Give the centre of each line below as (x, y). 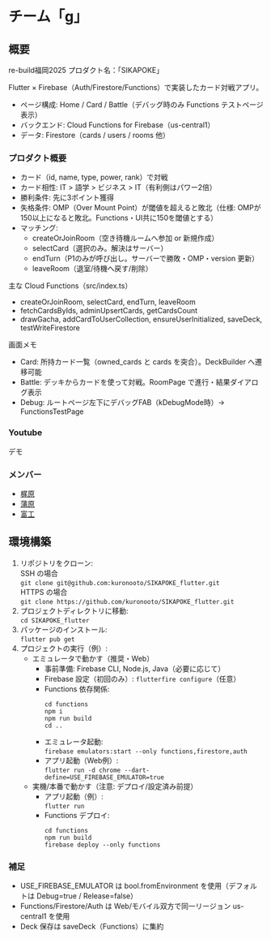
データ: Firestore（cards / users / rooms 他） (95, 135)
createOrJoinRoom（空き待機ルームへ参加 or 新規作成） (125, 238)
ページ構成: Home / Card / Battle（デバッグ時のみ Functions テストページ (142, 105)
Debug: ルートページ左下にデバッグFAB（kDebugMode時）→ (122, 403)
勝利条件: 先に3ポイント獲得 (67, 198)
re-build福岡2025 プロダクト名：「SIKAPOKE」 (86, 70)
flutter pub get (47, 639)
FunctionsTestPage (52, 411)
